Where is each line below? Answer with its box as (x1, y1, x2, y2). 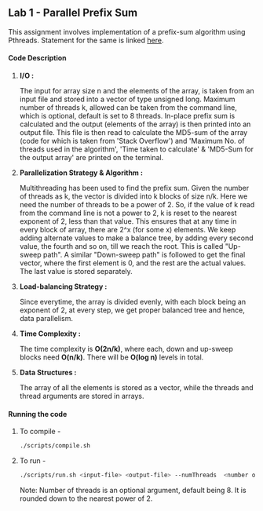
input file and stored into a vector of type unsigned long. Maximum (19, 94, 236, 104)
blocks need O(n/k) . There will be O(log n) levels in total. (19, 352, 204, 362)
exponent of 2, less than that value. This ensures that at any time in (19, 217, 237, 226)
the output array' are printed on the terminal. (19, 153, 164, 162)
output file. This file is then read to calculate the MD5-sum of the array (19, 128, 248, 137)
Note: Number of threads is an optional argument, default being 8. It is (19, 485, 247, 495)
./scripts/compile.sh (19, 442, 90, 450)
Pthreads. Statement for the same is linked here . (8, 35, 164, 45)
